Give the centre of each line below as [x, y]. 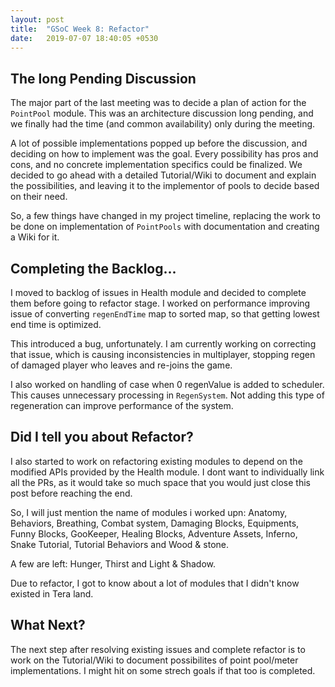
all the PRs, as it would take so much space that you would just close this [160, 482]
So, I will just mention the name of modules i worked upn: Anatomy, [149, 512]
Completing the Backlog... [93, 268]
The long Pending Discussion [103, 78]
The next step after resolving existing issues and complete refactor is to [158, 649]
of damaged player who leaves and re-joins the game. [121, 365]
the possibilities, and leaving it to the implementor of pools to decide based [165, 186]
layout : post [37, 19]
